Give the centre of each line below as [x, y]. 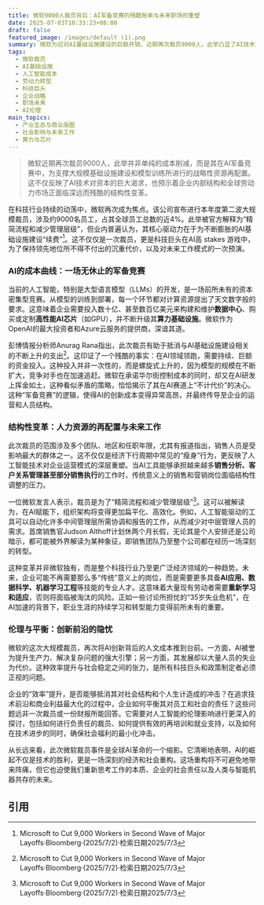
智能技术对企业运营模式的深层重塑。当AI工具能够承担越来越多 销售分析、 [132, 465]
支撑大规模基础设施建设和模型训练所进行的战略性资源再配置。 [155, 173]
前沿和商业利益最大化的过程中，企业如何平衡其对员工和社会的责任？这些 [132, 704]
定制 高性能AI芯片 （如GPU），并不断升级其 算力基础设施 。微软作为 [127, 319]
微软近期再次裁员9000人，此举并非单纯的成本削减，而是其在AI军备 [136, 163]
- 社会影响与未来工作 [45, 132]
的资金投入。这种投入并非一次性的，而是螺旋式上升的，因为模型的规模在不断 [132, 365]
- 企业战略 [31, 96]
